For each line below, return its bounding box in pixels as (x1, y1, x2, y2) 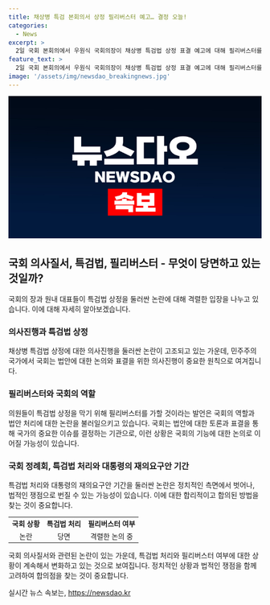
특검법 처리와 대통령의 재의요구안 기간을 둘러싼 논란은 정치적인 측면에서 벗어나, (8, 479, 256, 490)
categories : (8, 21, 48, 30)
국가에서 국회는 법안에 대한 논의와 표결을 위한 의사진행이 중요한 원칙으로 (8, 356, 234, 366)
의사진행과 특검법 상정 (8, 326, 88, 337)
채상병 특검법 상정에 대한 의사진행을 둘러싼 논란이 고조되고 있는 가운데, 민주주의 (8, 346, 257, 356)
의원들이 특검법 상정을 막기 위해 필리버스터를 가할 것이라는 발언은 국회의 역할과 (8, 408, 256, 418)
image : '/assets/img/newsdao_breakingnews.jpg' (8, 72, 171, 80)
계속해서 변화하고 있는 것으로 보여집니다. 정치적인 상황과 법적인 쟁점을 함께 (22, 561, 257, 570)
